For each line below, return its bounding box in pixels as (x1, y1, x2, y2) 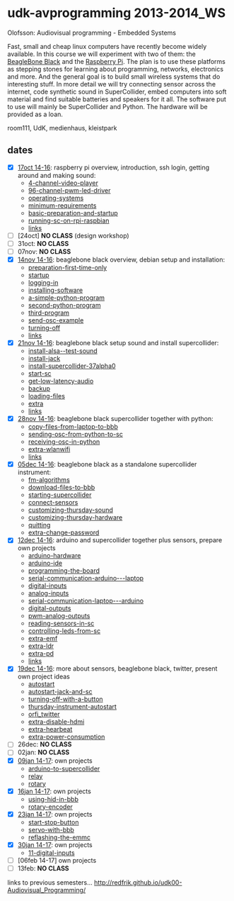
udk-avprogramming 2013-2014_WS (7, 5, 226, 21)
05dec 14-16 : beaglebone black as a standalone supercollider (17, 460, 197, 469)
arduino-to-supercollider (28, 764, 100, 773)
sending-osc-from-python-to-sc (28, 430, 124, 439)
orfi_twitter (28, 710, 60, 719)
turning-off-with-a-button (28, 695, 104, 703)
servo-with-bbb (28, 825, 74, 834)
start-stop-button (28, 817, 79, 827)
